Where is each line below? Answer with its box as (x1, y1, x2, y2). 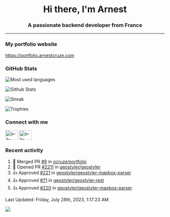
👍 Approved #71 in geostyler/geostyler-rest (12, 177, 104, 183)
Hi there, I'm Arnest (42, 4, 127, 15)
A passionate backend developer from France (27, 22, 143, 29)
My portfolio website (5, 41, 57, 48)
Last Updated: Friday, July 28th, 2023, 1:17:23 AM (5, 196, 109, 202)
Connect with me (5, 119, 48, 125)
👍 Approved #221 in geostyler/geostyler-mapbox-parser (12, 169, 132, 175)
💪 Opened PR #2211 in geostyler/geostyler (12, 164, 101, 170)
